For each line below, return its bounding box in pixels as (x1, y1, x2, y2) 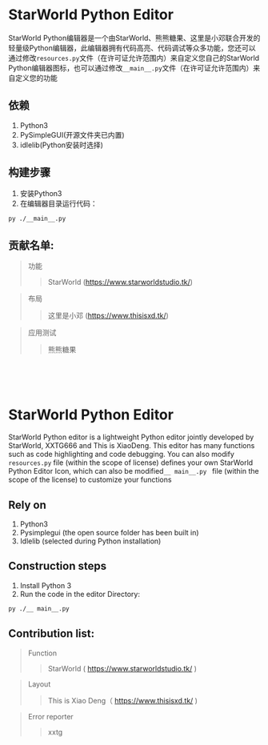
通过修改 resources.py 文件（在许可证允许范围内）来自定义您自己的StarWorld (8, 53, 260, 62)
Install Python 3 (19, 580, 72, 590)
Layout (27, 679, 51, 689)
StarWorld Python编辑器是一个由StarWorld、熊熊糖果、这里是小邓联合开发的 (8, 33, 261, 42)
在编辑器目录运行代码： (19, 198, 98, 208)
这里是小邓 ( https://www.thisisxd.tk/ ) (47, 310, 170, 321)
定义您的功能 (14, 73, 58, 82)
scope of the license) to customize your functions (8, 475, 172, 485)
